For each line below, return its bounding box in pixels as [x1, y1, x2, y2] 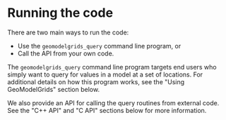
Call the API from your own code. [17, 49, 114, 58]
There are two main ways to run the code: [7, 28, 129, 36]
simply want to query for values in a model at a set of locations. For [7, 70, 203, 79]
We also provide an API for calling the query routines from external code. [7, 98, 220, 107]
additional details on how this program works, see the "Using [7, 77, 185, 86]
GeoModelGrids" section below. [7, 85, 100, 93]
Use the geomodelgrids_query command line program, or [17, 41, 182, 50]
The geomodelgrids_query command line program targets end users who [7, 62, 217, 71]
